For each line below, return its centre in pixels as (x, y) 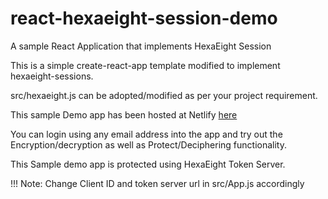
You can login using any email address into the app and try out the (146, 134)
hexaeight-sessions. (52, 76)
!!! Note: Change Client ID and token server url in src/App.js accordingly (157, 183)
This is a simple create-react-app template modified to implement (145, 65)
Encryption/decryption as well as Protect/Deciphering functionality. (149, 144)
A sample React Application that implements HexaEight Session (141, 46)
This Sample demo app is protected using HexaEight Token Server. (148, 164)
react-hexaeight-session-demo (144, 18)
